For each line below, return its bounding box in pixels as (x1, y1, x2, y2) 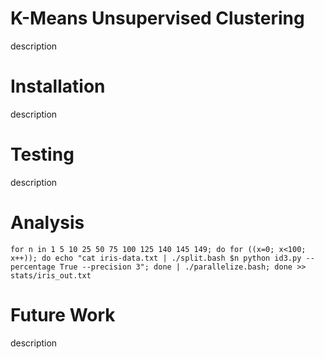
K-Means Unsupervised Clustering (10, 7, 305, 30)
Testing (10, 143, 75, 166)
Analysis (10, 212, 85, 234)
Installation (10, 75, 106, 98)
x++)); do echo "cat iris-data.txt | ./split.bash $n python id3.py (10, 253, 302, 263)
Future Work (10, 303, 116, 326)
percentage (10, 262, 56, 272)
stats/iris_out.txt (10, 270, 92, 281)
